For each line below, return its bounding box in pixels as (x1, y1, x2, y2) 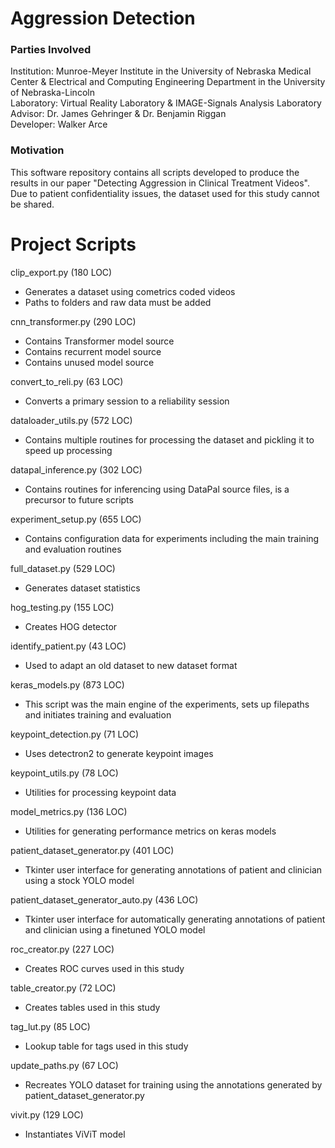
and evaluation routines (24, 543, 122, 555)
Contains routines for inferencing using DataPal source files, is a (24, 483, 290, 495)
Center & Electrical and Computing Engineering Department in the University (10, 76, 326, 88)
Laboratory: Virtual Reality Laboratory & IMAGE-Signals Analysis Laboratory (10, 97, 322, 109)
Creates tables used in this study (24, 1001, 161, 1013)
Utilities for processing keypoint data (24, 786, 177, 798)
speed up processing (24, 444, 113, 456)
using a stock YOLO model (24, 874, 135, 886)
